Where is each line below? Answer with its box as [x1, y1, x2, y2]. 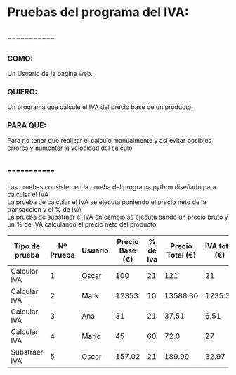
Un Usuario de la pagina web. [7, 69, 93, 77]
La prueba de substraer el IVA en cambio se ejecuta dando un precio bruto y [7, 212, 228, 222]
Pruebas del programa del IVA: [7, 4, 189, 20]
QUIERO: [7, 87, 38, 96]
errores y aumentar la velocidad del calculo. [7, 144, 135, 152]
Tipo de [13, 241, 41, 251]
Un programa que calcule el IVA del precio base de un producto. [7, 103, 193, 111]
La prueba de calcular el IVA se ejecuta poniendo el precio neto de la [7, 198, 206, 206]
